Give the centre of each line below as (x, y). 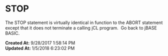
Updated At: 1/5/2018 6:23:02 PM (40, 48)
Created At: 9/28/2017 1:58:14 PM (40, 42)
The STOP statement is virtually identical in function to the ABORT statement (84, 22)
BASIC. (12, 33)
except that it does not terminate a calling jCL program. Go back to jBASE (81, 27)
